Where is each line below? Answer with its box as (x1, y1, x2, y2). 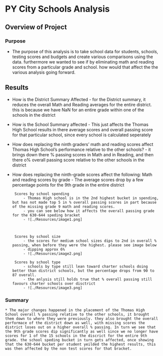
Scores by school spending (14, 191, 69, 196)
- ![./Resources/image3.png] (23, 285, 82, 290)
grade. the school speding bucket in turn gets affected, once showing (5, 337, 154, 342)
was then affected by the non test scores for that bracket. (5, 346, 132, 351)
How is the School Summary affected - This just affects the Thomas (12, 121, 149, 127)
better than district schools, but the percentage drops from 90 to (12, 268, 155, 273)
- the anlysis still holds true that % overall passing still (23, 277, 152, 282)
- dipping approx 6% (23, 247, 65, 252)
